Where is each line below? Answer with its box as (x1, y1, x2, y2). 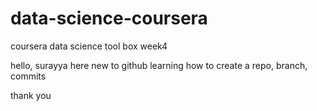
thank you (10, 89, 52, 101)
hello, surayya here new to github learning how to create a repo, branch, (10, 59, 308, 71)
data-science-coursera (10, 7, 208, 30)
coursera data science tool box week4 (10, 40, 168, 52)
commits (10, 70, 47, 82)
